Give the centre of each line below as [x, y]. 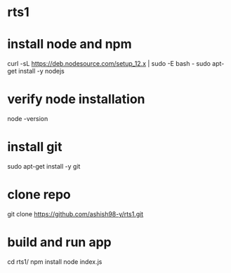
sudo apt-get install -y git [44, 166]
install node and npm [70, 44]
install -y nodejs [41, 71]
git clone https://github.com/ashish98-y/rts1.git [75, 213]
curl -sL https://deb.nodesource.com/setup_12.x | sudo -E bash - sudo [109, 64]
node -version [28, 119]
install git [35, 147]
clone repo [39, 195]
